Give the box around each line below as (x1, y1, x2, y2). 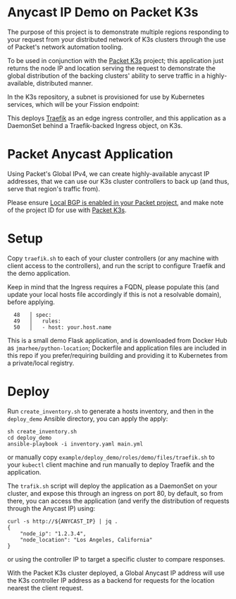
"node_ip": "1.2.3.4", (20, 530, 87, 537)
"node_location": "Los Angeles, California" (20, 536, 153, 543)
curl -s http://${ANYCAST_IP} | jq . (7, 518, 118, 525)
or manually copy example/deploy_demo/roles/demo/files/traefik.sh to (7, 453, 215, 461)
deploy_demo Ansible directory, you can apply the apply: (7, 414, 168, 423)
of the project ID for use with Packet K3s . (7, 206, 127, 214)
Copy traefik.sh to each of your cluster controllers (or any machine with (7, 254, 219, 262)
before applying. (7, 298, 55, 306)
